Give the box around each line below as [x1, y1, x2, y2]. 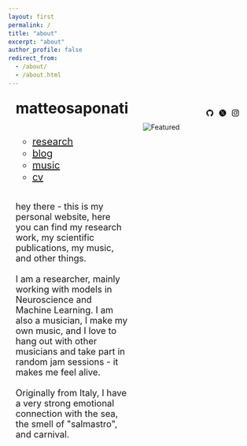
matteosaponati [15, 99, 129, 118]
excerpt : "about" [8, 38, 65, 46]
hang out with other [15, 335, 98, 347]
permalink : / [8, 21, 51, 29]
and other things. [15, 253, 87, 264]
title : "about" [8, 29, 58, 37]
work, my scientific [15, 232, 94, 244]
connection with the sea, [15, 408, 119, 420]
